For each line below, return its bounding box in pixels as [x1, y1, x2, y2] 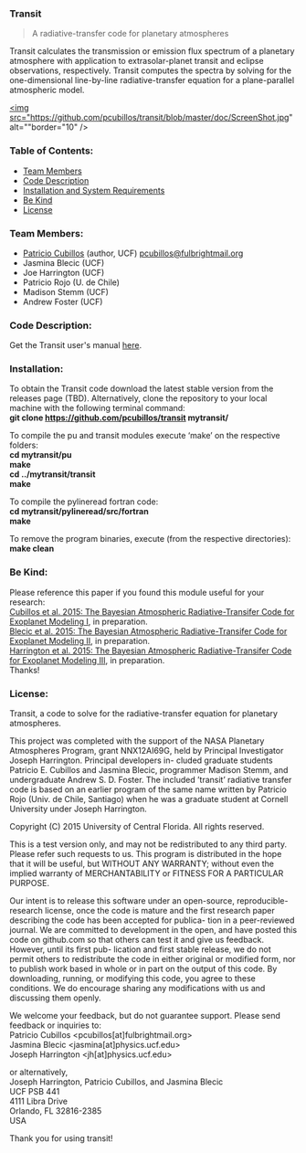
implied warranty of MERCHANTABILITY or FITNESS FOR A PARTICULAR [9, 868, 284, 879]
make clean [9, 543, 55, 555]
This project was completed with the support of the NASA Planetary [9, 735, 265, 746]
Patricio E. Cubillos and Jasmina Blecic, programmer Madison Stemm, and [9, 765, 289, 776]
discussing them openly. [9, 992, 101, 1003]
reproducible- [236, 895, 289, 906]
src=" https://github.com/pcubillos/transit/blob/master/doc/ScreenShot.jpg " [9, 112, 293, 123]
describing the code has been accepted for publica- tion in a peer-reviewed [9, 915, 295, 926]
